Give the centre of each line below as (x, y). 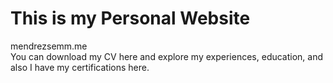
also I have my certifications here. (80, 67)
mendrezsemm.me (49, 46)
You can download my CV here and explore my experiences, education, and (167, 56)
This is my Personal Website (130, 18)
